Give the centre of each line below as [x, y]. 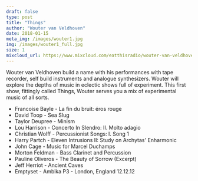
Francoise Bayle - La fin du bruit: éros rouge [68, 108]
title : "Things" [26, 22]
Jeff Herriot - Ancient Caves [49, 165]
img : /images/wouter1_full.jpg [44, 45]
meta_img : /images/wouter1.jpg [44, 39]
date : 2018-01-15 [27, 34]
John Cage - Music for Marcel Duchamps [65, 146]
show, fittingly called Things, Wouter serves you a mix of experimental [91, 91]
